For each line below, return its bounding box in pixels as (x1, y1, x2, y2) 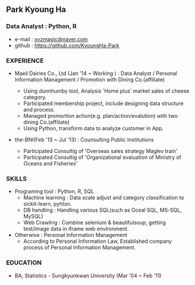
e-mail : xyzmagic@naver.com (14, 35, 88, 43)
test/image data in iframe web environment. (23, 225, 129, 232)
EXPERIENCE (6, 56, 44, 65)
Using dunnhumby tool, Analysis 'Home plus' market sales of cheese (23, 87, 190, 94)
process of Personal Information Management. (23, 244, 136, 251)
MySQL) (23, 213, 43, 220)
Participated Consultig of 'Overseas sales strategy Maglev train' (23, 147, 177, 154)
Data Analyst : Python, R (6, 22, 77, 30)
